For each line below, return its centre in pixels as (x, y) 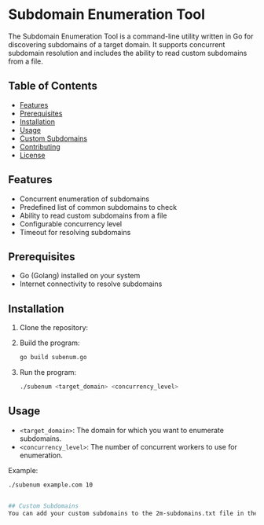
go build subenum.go (53, 358)
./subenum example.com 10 (50, 485)
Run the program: (48, 373)
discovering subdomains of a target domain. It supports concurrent (117, 44)
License (32, 155)
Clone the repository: (54, 328)
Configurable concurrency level (71, 224)
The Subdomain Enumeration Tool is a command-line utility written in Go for (131, 36)
